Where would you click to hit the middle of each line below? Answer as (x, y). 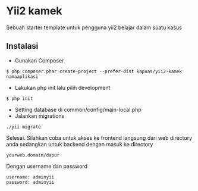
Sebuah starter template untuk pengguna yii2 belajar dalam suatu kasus (94, 27)
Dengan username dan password (47, 166)
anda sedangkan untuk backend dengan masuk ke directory (80, 144)
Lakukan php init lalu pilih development (62, 87)
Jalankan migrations (40, 116)
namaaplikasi (22, 76)
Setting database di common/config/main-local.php (78, 109)
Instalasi (22, 46)
